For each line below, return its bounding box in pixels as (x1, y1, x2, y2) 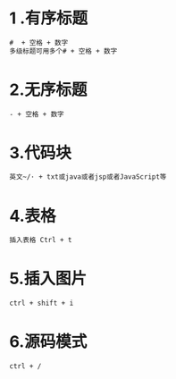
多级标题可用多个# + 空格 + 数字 (9, 46, 118, 55)
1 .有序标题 (9, 8, 88, 29)
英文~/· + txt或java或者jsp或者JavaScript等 (9, 173, 167, 181)
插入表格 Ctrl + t (9, 236, 72, 245)
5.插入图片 (9, 269, 88, 289)
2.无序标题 (9, 80, 88, 99)
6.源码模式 (9, 332, 88, 352)
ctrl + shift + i (9, 299, 74, 308)
